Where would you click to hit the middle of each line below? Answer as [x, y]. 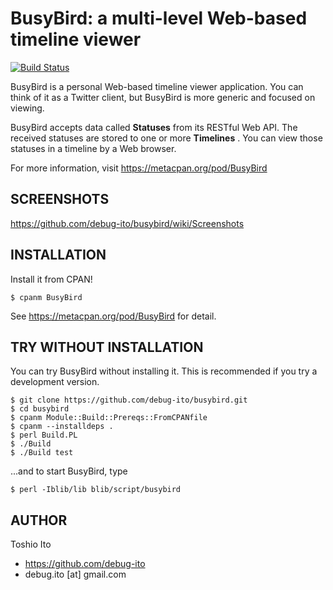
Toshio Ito [31, 544]
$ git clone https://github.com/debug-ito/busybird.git [129, 400]
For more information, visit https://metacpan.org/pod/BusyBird [139, 168]
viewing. [27, 108]
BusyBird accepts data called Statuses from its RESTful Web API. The [154, 127]
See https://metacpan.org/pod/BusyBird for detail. [113, 316]
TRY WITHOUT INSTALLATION [107, 347]
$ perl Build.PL [44, 435]
